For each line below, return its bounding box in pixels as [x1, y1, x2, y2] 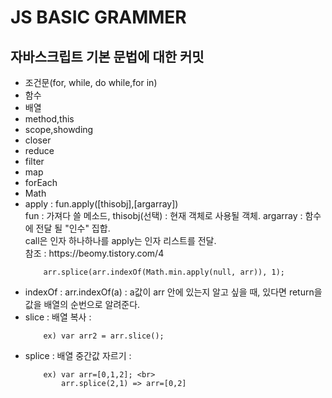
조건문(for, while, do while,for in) [24, 77, 158, 88]
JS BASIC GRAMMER [10, 6, 187, 29]
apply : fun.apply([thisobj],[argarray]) [24, 198, 179, 210]
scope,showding [24, 124, 94, 135]
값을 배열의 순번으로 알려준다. [24, 299, 141, 310]
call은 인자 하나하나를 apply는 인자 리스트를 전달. [24, 235, 217, 246]
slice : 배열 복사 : [24, 311, 92, 323]
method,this [24, 113, 75, 125]
